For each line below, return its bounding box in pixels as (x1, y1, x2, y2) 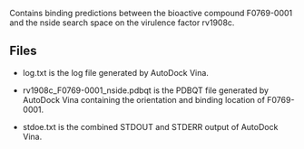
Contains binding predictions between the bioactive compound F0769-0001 (9, 8, 293, 18)
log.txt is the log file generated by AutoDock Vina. (22, 67, 209, 78)
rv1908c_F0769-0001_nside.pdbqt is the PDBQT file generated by (22, 85, 270, 96)
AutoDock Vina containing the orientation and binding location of (22, 94, 266, 105)
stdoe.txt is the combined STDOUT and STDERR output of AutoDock (22, 121, 279, 132)
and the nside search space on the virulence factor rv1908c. (9, 17, 235, 28)
